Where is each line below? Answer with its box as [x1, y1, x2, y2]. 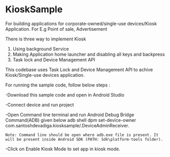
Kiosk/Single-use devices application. [5, 72, 85, 78]
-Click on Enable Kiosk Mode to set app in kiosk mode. [5, 146, 120, 152]
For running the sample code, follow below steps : [5, 82, 111, 88]
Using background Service [12, 46, 69, 52]
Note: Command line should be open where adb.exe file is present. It [5, 132, 159, 138]
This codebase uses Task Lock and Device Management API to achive [5, 66, 153, 73]
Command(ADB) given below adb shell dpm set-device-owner [5, 117, 136, 123]
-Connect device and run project [5, 101, 74, 108]
